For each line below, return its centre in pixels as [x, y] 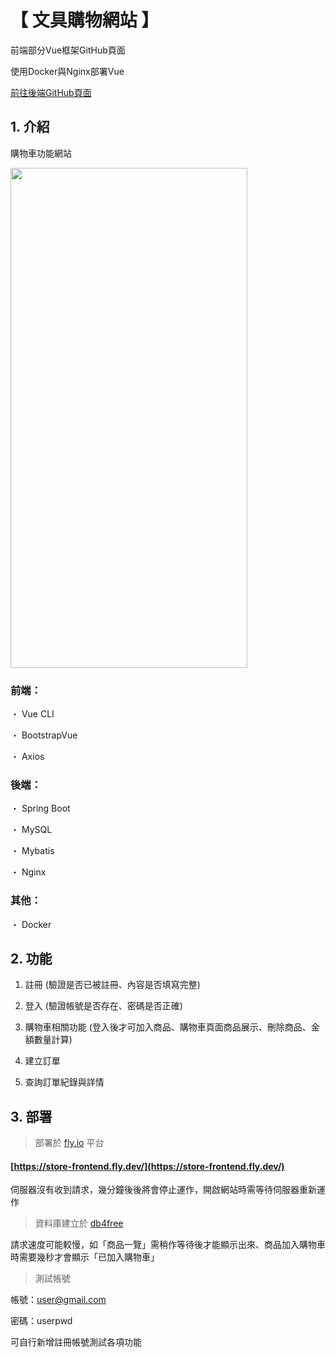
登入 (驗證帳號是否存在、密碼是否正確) [103, 1006]
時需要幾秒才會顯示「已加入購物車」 [85, 1257]
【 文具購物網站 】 [85, 20]
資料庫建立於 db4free [79, 1223]
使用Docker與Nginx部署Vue [67, 71]
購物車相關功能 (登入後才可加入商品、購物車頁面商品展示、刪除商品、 [168, 1027]
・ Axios [27, 757]
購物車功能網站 [41, 153]
